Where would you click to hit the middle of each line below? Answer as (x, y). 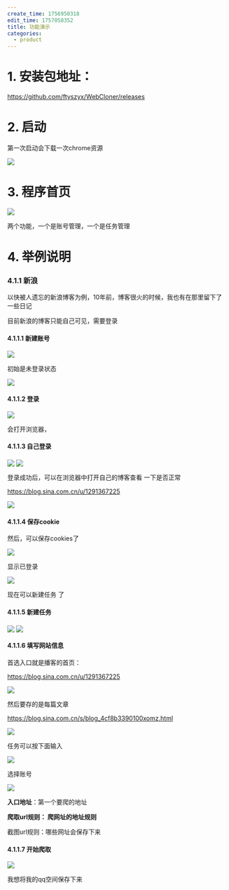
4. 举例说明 (39, 257)
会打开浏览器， (29, 429)
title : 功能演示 (29, 27)
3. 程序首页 (39, 192)
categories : (25, 33)
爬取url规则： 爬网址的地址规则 (52, 817)
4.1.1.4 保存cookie (34, 522)
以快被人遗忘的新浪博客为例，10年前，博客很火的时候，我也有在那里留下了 (115, 297)
